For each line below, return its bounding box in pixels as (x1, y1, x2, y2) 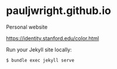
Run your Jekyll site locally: (6, 46, 72, 53)
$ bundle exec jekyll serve (6, 57, 75, 63)
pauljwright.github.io (6, 4, 111, 18)
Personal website (6, 23, 48, 30)
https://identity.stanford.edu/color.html (6, 34, 99, 42)
